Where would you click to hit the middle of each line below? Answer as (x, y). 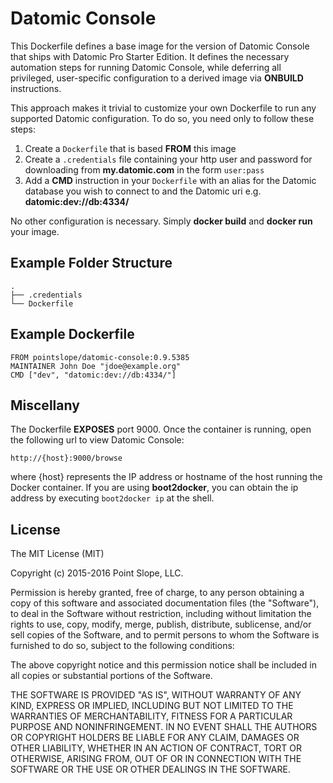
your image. (35, 231)
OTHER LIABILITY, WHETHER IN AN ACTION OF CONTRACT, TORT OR (156, 748)
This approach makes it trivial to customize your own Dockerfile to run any (163, 108)
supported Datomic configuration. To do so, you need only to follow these (162, 118)
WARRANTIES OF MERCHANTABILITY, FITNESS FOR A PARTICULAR (151, 716)
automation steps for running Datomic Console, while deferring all (146, 67)
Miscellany (45, 405)
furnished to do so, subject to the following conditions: (122, 646)
